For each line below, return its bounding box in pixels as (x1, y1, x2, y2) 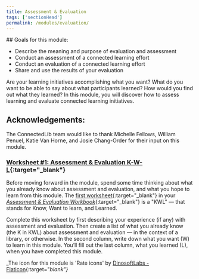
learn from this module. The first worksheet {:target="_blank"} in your (6, 192, 176, 199)
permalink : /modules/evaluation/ (6, 20, 89, 26)
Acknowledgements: (6, 115, 85, 125)
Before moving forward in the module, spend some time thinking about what (6, 179, 193, 186)
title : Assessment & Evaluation (6, 8, 86, 15)
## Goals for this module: (6, 36, 69, 44)
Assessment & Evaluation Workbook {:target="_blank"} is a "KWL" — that (6, 198, 185, 206)
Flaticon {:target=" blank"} (6, 266, 69, 273)
